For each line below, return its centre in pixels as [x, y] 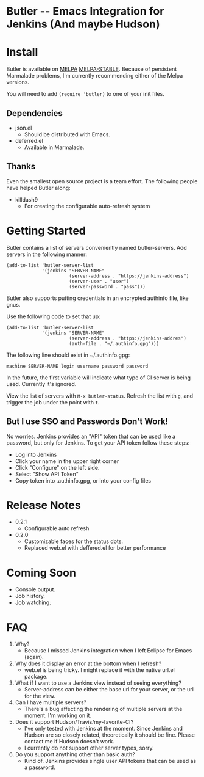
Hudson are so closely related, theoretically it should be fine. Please [109, 735]
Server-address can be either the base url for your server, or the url [109, 690]
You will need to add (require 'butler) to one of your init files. [85, 94]
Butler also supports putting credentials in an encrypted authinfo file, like [97, 298]
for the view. [40, 696]
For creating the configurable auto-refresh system [87, 206]
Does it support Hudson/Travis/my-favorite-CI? [74, 722]
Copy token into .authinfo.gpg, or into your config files [83, 480]
